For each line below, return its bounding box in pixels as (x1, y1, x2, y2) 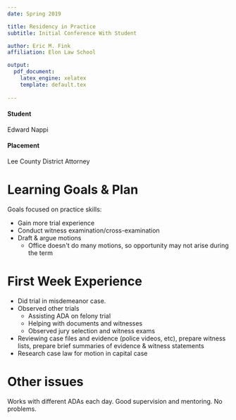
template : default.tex (20, 81, 87, 88)
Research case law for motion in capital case (17, 349, 148, 357)
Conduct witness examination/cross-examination (17, 226, 160, 235)
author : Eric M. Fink (7, 42, 71, 49)
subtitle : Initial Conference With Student (7, 30, 137, 37)
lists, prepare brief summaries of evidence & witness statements (17, 341, 204, 350)
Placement (7, 142, 40, 150)
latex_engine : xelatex (20, 75, 87, 82)
